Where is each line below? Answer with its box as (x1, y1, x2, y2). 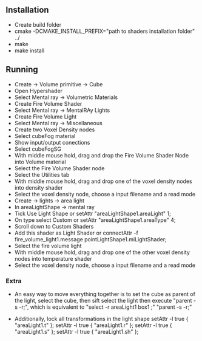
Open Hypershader (14, 87, 63, 94)
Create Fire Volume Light (14, 112, 77, 120)
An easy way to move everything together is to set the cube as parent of (14, 290, 195, 297)
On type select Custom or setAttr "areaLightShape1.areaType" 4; (14, 216, 176, 224)
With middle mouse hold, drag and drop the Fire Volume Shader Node (14, 151, 189, 159)
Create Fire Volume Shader (14, 100, 82, 107)
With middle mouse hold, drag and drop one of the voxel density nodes (14, 177, 192, 185)
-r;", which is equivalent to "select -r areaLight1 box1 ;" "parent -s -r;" (19, 303, 192, 311)
